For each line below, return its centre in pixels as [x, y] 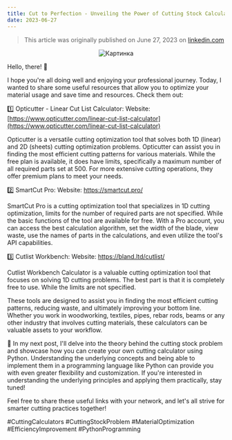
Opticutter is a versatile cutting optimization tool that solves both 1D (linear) [114, 139]
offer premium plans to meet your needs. [65, 176]
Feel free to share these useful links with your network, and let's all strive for [116, 401]
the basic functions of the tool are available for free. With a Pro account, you [116, 220]
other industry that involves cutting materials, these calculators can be [107, 322]
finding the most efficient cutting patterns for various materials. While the [112, 154]
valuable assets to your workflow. [55, 330]
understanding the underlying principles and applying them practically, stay [115, 380]
